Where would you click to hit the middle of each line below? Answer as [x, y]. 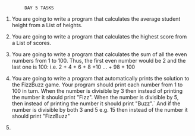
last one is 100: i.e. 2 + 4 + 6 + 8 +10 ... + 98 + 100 [73, 67]
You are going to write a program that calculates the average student [96, 19]
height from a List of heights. [47, 25]
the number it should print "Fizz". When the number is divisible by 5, [95, 97]
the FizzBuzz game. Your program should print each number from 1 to [97, 85]
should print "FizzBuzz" [41, 116]
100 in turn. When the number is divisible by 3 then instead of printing [97, 91]
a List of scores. [32, 43]
